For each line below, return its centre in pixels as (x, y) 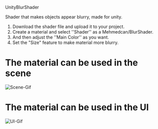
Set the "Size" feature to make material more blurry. (65, 42)
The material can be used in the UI (77, 107)
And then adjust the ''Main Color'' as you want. (61, 37)
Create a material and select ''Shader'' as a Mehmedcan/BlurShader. (83, 32)
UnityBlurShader (22, 7)
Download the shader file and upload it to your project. (68, 26)
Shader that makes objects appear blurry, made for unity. (64, 17)
